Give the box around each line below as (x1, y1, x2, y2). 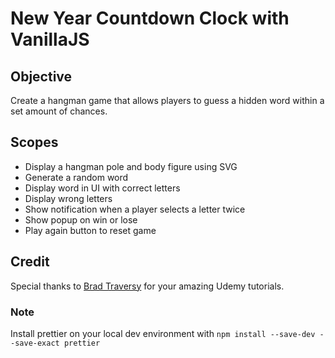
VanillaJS (10, 28, 90, 51)
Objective (10, 68, 73, 85)
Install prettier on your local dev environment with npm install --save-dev (10, 327, 316, 339)
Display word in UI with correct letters (24, 182, 181, 194)
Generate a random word (24, 171, 129, 183)
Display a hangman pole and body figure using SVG (24, 160, 238, 172)
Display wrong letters (24, 192, 113, 204)
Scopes (10, 134, 59, 151)
